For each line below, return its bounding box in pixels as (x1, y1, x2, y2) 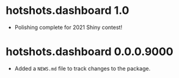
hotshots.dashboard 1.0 (5, 4, 130, 18)
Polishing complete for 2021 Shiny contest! (14, 24, 123, 31)
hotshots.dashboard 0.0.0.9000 (5, 45, 174, 59)
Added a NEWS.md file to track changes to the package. (14, 65, 151, 72)
